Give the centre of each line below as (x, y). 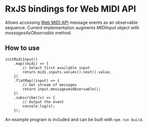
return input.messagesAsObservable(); (62, 89)
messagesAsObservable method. (38, 33)
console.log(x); (39, 106)
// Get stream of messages (50, 85)
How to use (22, 48)
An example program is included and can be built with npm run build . (74, 119)
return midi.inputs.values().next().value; (67, 72)
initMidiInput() (21, 59)
